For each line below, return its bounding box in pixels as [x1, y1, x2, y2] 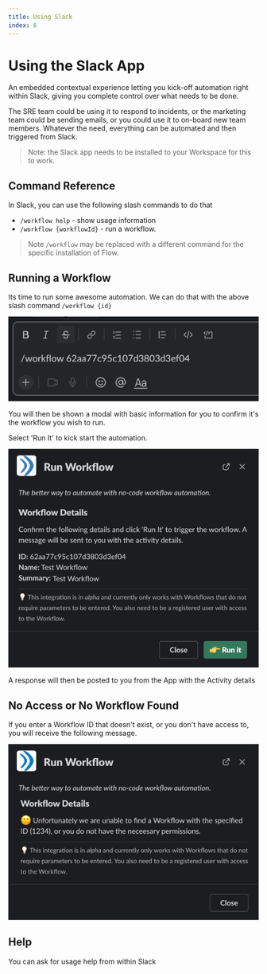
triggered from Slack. [8, 132, 78, 142]
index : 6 [8, 21, 37, 29]
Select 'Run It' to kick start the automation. [8, 432, 148, 442]
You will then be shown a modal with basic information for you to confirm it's [8, 409, 259, 418]
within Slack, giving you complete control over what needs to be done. [8, 92, 239, 101]
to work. [27, 156, 56, 166]
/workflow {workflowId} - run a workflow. [19, 224, 157, 234]
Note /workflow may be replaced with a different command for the [27, 240, 244, 249]
